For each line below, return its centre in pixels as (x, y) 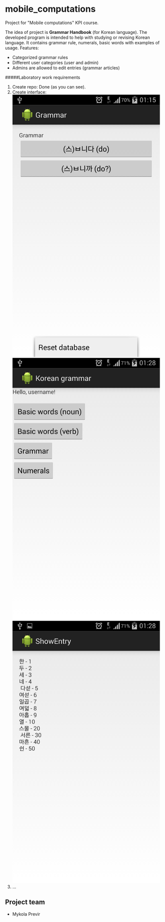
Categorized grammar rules (40, 57)
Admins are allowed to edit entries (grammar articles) (66, 68)
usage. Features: (22, 48)
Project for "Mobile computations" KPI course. (52, 23)
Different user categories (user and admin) (55, 62)
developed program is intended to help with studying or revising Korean (78, 37)
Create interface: (29, 92)
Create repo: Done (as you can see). (49, 86)
